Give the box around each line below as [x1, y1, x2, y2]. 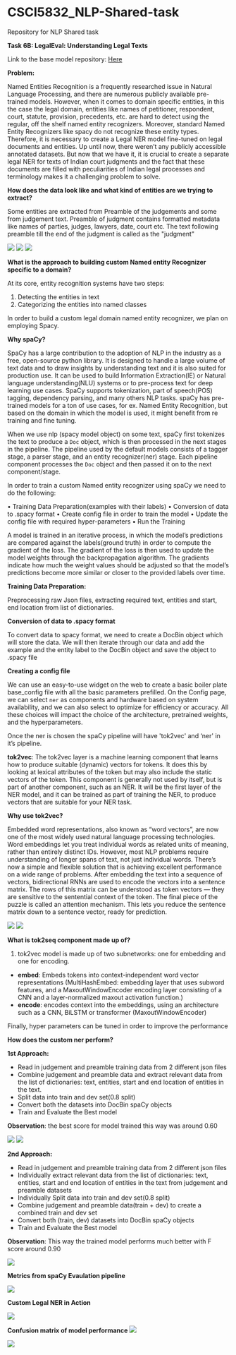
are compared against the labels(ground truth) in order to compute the [7, 538, 211, 547]
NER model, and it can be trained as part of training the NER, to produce [7, 790, 216, 798]
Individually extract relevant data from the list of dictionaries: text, [17, 1171, 209, 1179]
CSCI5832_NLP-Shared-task [7, 4, 180, 20]
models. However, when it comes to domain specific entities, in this [29, 97, 225, 106]
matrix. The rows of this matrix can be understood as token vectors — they [7, 885, 225, 893]
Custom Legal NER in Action [7, 1298, 92, 1306]
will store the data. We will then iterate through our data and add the [7, 638, 205, 646]
